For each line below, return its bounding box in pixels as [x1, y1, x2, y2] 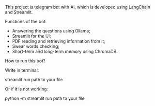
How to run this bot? [5, 58, 46, 63]
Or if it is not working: [5, 86, 48, 91]
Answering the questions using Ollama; [12, 28, 91, 33]
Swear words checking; [12, 44, 60, 49]
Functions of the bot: [5, 19, 47, 24]
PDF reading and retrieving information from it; [12, 38, 106, 44]
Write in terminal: [5, 67, 39, 73]
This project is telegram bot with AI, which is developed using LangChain [5, 4, 151, 10]
